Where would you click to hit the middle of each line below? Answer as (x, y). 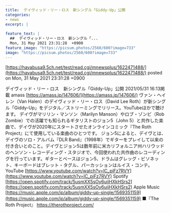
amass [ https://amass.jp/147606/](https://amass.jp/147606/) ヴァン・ (84, 95)
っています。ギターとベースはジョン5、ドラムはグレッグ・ (80, 158)
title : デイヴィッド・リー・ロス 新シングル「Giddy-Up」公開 (66, 10)
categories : (18, 15)
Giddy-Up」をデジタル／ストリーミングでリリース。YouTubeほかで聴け (89, 108)
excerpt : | (17, 24)
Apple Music (146, 187)
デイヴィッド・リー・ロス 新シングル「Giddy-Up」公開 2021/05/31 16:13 (83, 88)
